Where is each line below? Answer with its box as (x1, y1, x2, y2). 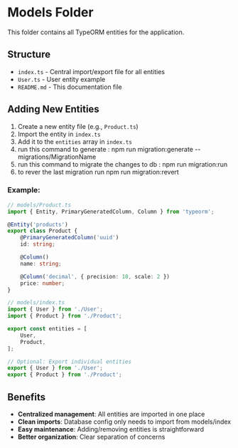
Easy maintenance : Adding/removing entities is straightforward (17, 425, 205, 434)
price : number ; (20, 279, 65, 287)
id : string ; (20, 241, 55, 248)
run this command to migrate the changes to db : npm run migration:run (17, 160, 228, 168)
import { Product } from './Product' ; (7, 313, 122, 320)
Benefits (7, 391, 46, 403)
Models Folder (7, 4, 94, 21)
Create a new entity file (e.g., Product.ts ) (17, 122, 139, 130)
